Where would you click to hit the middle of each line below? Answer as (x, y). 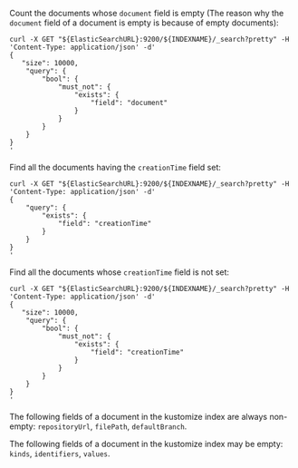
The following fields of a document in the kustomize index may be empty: (146, 444)
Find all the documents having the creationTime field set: (115, 167)
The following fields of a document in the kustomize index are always (139, 417)
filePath (111, 427)
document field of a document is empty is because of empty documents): (144, 23)
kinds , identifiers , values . (60, 453)
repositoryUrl (64, 427)
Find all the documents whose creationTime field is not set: (119, 272)
